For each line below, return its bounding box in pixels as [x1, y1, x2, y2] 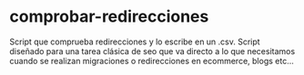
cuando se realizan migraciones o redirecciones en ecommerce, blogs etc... [9, 55, 294, 66]
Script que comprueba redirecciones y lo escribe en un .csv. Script [9, 36, 261, 47]
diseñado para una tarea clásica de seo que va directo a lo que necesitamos [9, 45, 296, 56]
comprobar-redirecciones [9, 6, 209, 27]
